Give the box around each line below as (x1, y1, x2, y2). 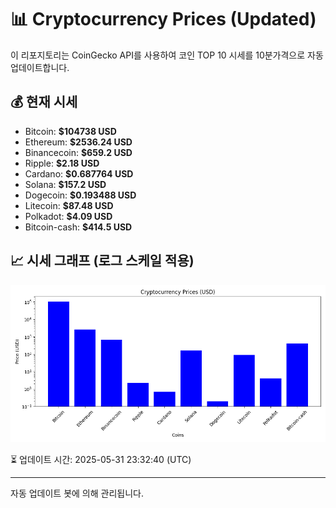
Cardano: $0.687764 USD (24, 167, 134, 180)
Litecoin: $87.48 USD (24, 199, 114, 211)
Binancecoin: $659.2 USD (24, 146, 133, 158)
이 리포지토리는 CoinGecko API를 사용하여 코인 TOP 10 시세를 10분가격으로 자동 (10, 49, 324, 61)
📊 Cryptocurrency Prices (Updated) (10, 8, 317, 31)
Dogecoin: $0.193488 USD (24, 189, 137, 201)
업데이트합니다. (10, 61, 70, 73)
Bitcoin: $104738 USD (24, 125, 117, 137)
